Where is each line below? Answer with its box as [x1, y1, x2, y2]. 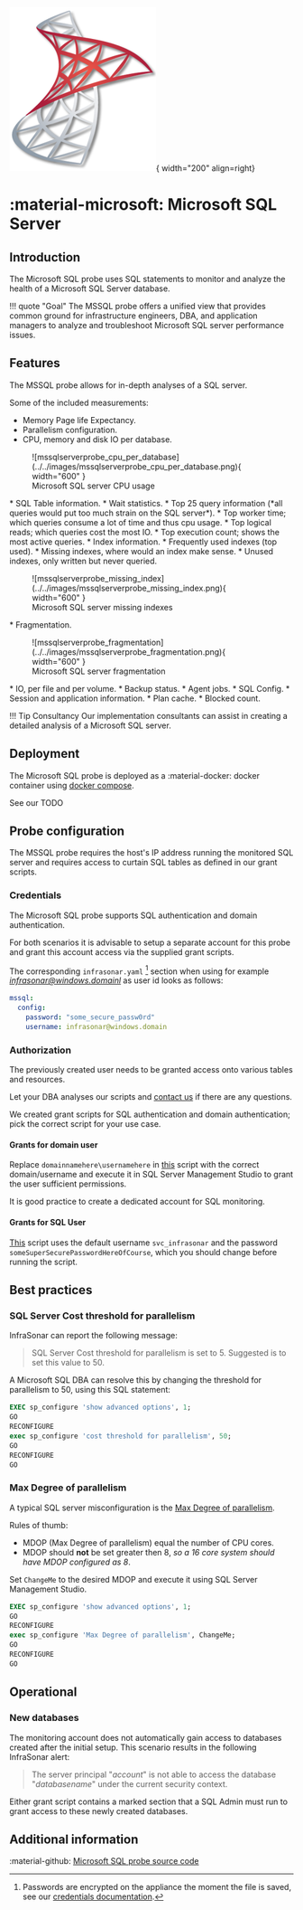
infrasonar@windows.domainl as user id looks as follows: [9, 975, 224, 986]
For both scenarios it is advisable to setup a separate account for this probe [9, 937, 291, 948]
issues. [9, 329, 36, 340]
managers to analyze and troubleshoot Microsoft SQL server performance [9, 320, 284, 330]
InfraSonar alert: [9, 1751, 70, 1762]
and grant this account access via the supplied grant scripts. [9, 946, 234, 957]
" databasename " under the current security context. [31, 1778, 228, 1789]
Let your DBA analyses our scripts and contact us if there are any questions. [9, 1092, 293, 1102]
